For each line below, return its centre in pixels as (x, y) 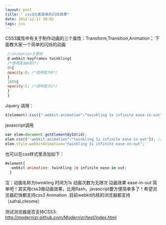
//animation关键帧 (25, 54)
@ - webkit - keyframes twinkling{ (39, 59)
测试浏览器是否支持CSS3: (31, 212)
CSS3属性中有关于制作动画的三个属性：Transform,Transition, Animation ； (80, 38)
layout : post (19, 10)
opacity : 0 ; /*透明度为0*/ (32, 73)
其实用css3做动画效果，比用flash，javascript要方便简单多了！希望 (85, 189)
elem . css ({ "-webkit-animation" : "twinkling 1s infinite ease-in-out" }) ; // (84, 139)
